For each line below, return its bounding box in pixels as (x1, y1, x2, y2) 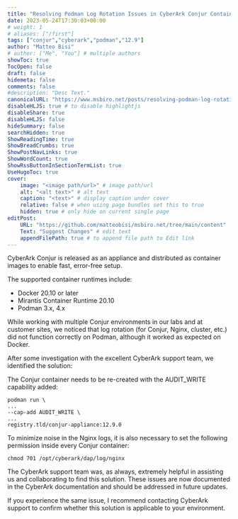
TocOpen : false (7, 63, 52, 70)
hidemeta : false (7, 76, 55, 84)
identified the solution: (7, 362, 73, 370)
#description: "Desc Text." (7, 89, 91, 96)
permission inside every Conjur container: (7, 441, 130, 450)
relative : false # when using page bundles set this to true (20, 201, 204, 209)
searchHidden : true (7, 129, 65, 136)
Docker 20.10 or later (17, 289, 79, 298)
